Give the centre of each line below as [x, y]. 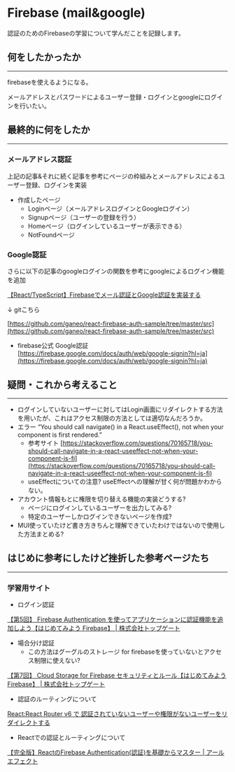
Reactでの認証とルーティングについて [71, 738]
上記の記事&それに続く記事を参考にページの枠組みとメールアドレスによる [113, 176]
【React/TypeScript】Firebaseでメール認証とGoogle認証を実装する [104, 295]
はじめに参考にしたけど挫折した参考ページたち [108, 558]
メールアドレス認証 [40, 160]
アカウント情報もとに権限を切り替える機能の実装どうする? [102, 499]
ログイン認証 [36, 605]
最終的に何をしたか [49, 130]
